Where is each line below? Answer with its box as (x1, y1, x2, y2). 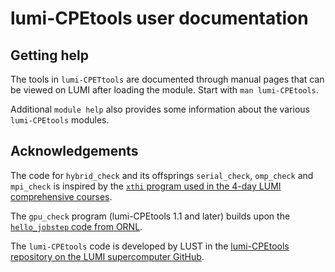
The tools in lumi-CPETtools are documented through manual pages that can (10, 73, 325, 85)
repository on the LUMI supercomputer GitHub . (10, 250, 205, 262)
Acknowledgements (10, 143, 139, 160)
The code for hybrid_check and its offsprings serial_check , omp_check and (10, 169, 314, 181)
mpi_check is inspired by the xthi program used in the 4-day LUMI (10, 180, 282, 192)
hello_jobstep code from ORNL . (10, 220, 143, 232)
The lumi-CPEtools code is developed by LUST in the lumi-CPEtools (10, 240, 290, 252)
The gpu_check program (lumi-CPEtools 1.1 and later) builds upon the (10, 210, 291, 222)
